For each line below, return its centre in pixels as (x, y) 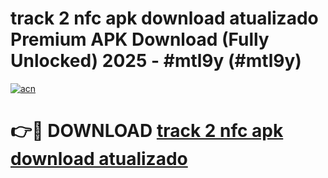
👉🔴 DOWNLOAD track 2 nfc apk (147, 131)
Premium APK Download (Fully (140, 39)
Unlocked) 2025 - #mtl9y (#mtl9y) (156, 61)
